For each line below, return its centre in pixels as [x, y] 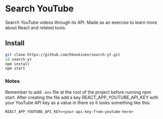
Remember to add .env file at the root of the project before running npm [78, 92]
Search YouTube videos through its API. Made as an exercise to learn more [81, 22]
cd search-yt [19, 59]
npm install [17, 64]
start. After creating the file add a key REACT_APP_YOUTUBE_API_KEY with [82, 97]
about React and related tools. [36, 27]
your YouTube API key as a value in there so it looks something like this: [78, 103]
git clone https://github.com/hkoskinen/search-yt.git [63, 55]
